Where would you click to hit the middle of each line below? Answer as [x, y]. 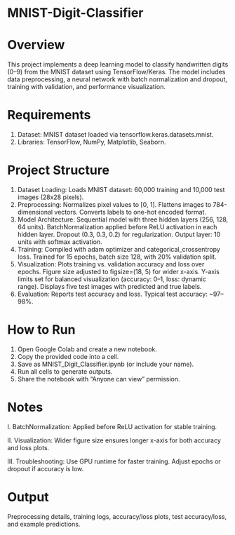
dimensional [35, 212]
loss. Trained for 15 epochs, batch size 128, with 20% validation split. [117, 257]
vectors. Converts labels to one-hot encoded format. [130, 212]
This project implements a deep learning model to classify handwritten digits [118, 65]
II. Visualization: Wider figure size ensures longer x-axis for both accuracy [114, 440]
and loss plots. [28, 447]
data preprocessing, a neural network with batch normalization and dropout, [117, 79]
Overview [36, 45]
